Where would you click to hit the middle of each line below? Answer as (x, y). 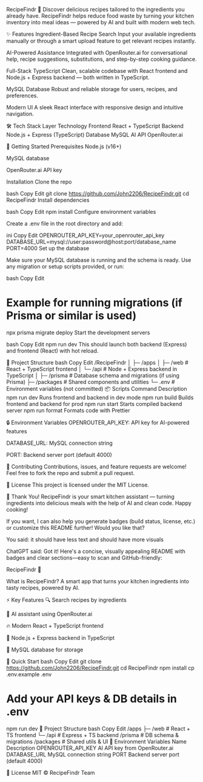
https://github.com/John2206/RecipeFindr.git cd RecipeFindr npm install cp (101, 668)
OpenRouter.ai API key (34, 170)
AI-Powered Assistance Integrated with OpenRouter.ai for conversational (97, 53)
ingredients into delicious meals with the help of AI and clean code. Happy (99, 503)
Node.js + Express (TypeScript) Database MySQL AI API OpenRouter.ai (95, 135)
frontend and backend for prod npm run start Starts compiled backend (94, 403)
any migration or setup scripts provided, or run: (65, 266)
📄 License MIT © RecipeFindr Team (51, 772)
